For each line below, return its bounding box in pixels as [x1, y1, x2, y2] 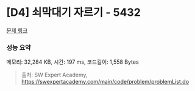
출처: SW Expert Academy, [21, 71, 88, 79]
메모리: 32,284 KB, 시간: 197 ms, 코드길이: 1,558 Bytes [6, 58, 139, 66]
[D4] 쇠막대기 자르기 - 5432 [6, 5, 141, 19]
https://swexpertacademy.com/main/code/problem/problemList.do [21, 78, 190, 86]
